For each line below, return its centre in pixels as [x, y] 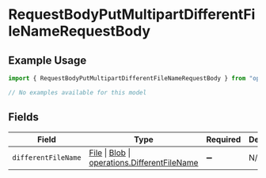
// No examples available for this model [78, 92]
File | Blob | [110, 153]
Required [223, 139]
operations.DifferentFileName [144, 162]
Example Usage [47, 60]
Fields [24, 117]
